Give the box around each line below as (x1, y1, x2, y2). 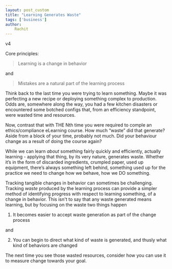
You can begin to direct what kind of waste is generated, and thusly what (12, 237, 167, 243)
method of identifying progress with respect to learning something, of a (5, 191, 156, 197)
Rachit (14, 27, 29, 32)
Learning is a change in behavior (17, 60, 87, 67)
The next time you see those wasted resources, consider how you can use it (5, 252, 166, 259)
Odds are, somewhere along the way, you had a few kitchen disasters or (5, 101, 158, 108)
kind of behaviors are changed (12, 242, 78, 249)
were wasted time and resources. (5, 112, 76, 118)
